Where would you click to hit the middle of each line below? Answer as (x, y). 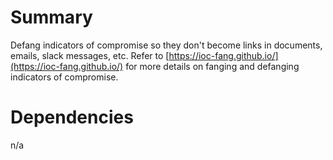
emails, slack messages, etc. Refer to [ (90, 55)
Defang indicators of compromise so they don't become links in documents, (166, 45)
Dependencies (72, 117)
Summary (51, 17)
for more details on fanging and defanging (212, 66)
